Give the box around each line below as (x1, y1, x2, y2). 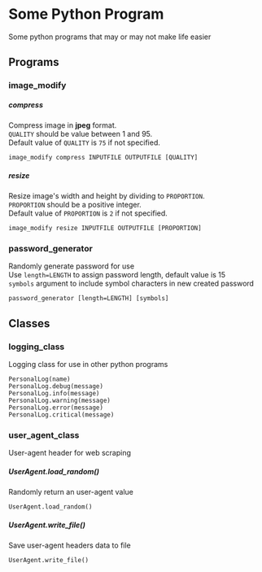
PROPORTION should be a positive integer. (8, 200, 142, 210)
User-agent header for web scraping (8, 448, 132, 458)
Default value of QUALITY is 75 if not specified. (8, 138, 161, 147)
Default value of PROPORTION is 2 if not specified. (8, 208, 168, 218)
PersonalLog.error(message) (8, 404, 104, 412)
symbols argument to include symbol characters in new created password (8, 278, 255, 289)
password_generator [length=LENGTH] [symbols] (8, 295, 169, 303)
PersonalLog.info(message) (8, 390, 100, 398)
